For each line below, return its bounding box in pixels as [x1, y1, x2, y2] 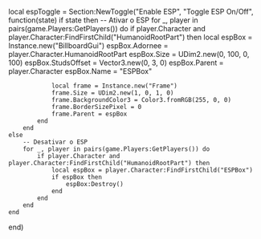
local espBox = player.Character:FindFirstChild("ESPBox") [51, 166, 253, 174]
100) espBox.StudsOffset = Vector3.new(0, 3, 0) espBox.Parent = [8, 58, 224, 67]
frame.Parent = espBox [51, 110, 128, 118]
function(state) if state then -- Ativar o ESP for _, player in [8, 15, 198, 25]
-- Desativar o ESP [22, 138, 88, 146]
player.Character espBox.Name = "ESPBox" [8, 67, 153, 75]
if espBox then [51, 173, 103, 181]
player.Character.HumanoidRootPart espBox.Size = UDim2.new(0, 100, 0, [8, 50, 250, 59]
